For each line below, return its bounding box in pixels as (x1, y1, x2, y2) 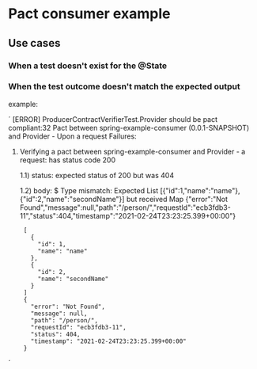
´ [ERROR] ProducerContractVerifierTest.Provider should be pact (8, 114, 218, 124)
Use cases (8, 36, 61, 50)
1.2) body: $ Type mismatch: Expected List (19, 185, 159, 195)
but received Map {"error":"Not (126, 194, 228, 204)
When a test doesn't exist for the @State (8, 60, 168, 71)
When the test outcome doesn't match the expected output (8, 81, 240, 92)
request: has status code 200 (19, 155, 116, 165)
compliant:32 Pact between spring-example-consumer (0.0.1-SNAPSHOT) (8, 123, 250, 132)
